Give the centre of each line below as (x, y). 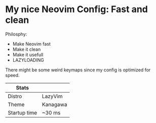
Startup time (23, 112)
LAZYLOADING (28, 60)
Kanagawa (55, 104)
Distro (15, 96)
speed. (12, 75)
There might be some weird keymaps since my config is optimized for (78, 70)
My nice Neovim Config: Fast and (76, 9)
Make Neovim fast (31, 44)
